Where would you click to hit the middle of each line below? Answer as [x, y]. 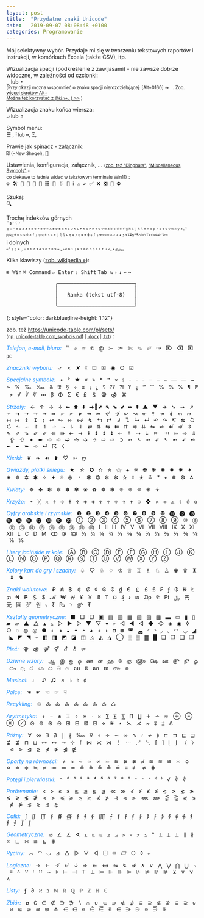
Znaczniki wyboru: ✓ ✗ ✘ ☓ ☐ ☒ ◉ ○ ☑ [70, 367]
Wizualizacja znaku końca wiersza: [50, 109]
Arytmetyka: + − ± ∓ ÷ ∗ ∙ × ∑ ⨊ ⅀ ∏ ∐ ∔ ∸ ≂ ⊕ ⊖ [100, 716]
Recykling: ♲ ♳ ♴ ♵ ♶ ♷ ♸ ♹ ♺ [61, 704]
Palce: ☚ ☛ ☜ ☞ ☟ [37, 692]
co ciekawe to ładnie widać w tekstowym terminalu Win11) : [68, 176]
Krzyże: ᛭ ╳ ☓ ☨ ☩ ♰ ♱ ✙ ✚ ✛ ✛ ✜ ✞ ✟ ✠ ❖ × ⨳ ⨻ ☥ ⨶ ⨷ [102, 501]
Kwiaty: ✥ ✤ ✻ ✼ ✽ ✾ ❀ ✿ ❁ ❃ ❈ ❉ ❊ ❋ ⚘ [83, 490]
